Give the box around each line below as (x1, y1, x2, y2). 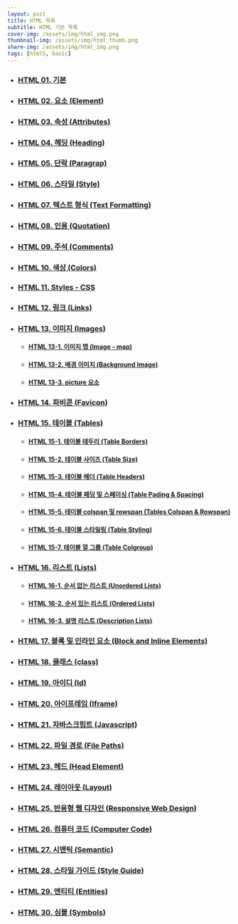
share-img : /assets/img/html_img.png (7, 43, 119, 51)
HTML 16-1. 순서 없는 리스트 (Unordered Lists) (28, 582, 161, 590)
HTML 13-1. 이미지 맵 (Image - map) (28, 342, 133, 351)
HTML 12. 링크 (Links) (17, 303, 92, 313)
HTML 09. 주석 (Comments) (17, 242, 114, 252)
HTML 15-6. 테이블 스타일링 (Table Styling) (28, 525, 153, 534)
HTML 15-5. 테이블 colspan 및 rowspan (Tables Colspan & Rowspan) (28, 508, 231, 516)
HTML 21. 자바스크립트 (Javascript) (17, 720, 138, 730)
